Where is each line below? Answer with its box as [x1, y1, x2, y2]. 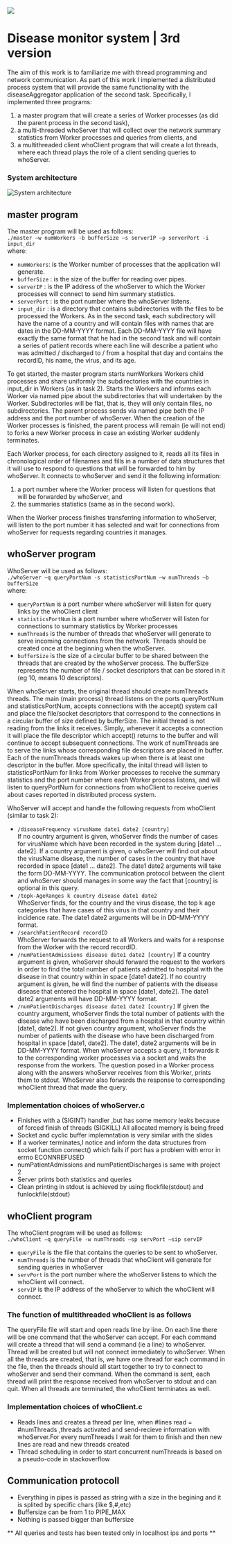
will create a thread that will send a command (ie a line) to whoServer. [7, 1340, 206, 1349]
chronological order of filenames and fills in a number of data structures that [7, 457, 225, 466]
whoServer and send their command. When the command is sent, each [7, 1370, 211, 1379]
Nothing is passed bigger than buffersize [17, 1516, 134, 1524]
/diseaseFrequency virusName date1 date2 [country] [17, 826, 170, 833]
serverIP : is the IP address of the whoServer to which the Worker [17, 282, 206, 291]
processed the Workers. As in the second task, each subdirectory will [17, 312, 216, 320]
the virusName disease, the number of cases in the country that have [17, 854, 215, 862]
